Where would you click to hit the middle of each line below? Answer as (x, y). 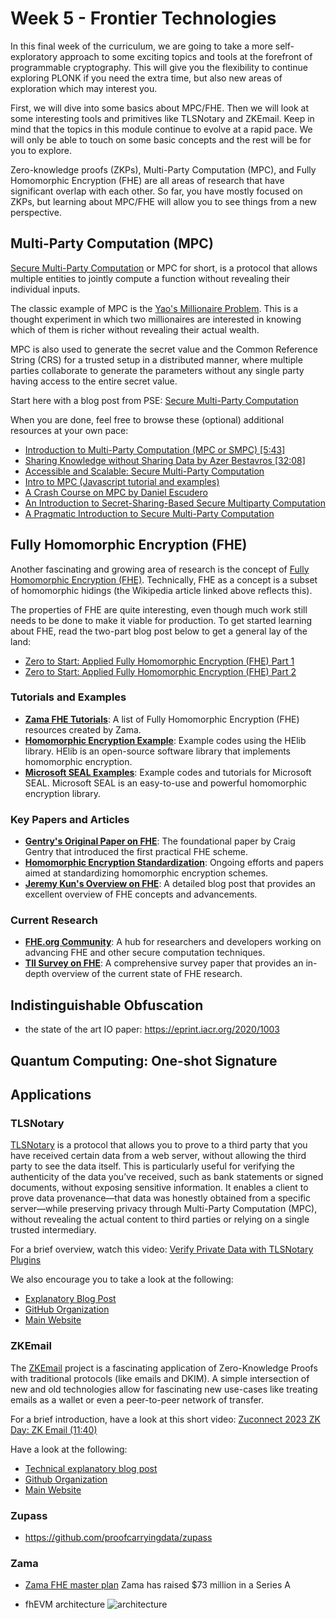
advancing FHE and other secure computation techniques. (145, 953)
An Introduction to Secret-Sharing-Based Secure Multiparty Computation (175, 503)
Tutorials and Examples (68, 697)
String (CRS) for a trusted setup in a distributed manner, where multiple (156, 359)
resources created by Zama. (83, 729)
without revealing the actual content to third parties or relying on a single (160, 1219)
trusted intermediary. (53, 1230)
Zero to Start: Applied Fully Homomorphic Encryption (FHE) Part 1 (159, 661)
